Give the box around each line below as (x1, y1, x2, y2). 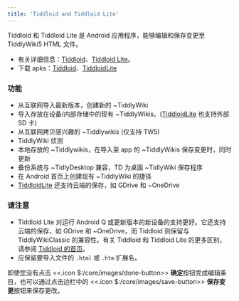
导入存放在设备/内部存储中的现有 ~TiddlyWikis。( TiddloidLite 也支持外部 (17, 110, 230, 118)
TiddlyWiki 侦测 (17, 136, 63, 144)
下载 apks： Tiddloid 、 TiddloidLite (17, 63, 117, 72)
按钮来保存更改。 (14, 286, 64, 295)
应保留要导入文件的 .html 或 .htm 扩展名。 (17, 253, 141, 262)
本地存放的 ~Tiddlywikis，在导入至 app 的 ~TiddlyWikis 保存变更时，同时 (17, 145, 232, 154)
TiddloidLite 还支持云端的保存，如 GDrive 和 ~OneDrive (17, 181, 180, 189)
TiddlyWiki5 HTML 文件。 (7, 40, 83, 48)
